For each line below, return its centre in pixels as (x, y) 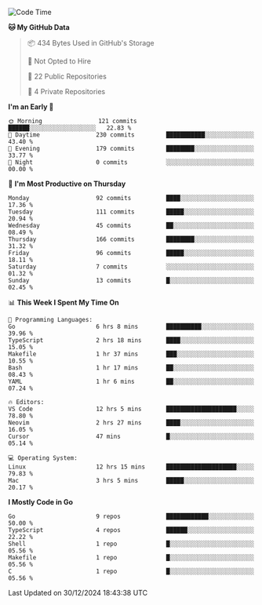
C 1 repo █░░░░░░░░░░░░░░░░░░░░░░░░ (131, 571)
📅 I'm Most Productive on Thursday (67, 184)
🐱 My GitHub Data (39, 27)
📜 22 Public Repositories (67, 76)
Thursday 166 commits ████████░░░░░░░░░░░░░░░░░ (131, 239)
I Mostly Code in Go (40, 502)
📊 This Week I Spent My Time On (64, 302)
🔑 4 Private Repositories (66, 91)
